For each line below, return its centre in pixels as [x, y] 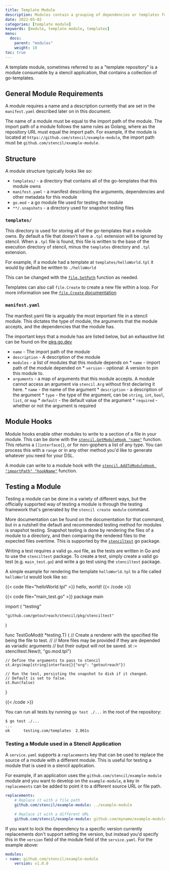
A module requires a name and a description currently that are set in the [80, 106]
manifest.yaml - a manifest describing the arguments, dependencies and [88, 192]
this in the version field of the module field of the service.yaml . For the [79, 840]
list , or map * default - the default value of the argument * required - [85, 400]
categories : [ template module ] [38, 24]
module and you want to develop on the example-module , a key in [72, 781]
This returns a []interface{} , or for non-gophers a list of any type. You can [84, 445]
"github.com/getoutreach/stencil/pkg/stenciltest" [60, 616]
